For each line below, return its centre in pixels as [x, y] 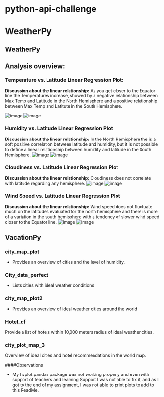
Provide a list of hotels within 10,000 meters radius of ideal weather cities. [80, 332]
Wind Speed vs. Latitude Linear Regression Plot [63, 196]
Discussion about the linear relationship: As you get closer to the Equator [80, 91]
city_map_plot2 [24, 298]
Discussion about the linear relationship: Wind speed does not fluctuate [79, 207]
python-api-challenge [51, 9]
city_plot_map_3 [25, 345]
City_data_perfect [27, 275]
